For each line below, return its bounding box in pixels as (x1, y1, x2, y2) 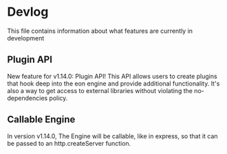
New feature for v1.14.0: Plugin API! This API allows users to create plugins (7, 72, 218, 80)
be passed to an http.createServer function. (7, 139, 131, 147)
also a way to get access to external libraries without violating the (7, 86, 193, 94)
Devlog (7, 4, 49, 20)
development (7, 34, 45, 42)
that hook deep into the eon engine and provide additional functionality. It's (7, 79, 220, 88)
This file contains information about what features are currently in (7, 27, 193, 35)
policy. (49, 94, 68, 102)
